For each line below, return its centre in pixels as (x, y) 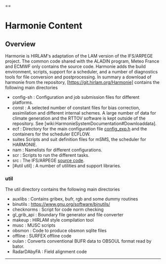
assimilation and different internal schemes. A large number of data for (84, 113)
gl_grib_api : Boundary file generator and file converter (68, 215)
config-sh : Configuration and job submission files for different (76, 97)
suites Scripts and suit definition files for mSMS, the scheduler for (79, 139)
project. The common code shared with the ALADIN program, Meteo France (82, 61)
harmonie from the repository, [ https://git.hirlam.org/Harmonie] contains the (82, 82)
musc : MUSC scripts (34, 225)
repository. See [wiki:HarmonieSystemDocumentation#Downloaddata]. (84, 124)
